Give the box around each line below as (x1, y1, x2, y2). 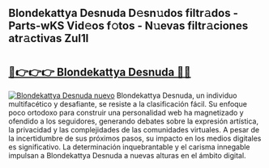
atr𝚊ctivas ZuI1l (8, 31, 89, 45)
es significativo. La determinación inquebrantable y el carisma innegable (8, 142, 250, 152)
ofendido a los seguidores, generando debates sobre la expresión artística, (8, 116, 259, 126)
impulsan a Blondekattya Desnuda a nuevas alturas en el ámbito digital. (8, 151, 246, 160)
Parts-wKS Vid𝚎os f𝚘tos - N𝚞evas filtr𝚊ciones (8, 19, 249, 33)
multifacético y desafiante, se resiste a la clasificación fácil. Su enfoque (8, 99, 247, 108)
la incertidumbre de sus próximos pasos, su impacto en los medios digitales (8, 133, 262, 143)
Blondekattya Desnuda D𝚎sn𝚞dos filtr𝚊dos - (8, 6, 239, 20)
